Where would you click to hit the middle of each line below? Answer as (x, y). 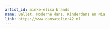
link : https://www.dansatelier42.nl (43, 19)
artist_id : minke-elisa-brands (37, 10)
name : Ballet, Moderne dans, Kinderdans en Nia (55, 14)
